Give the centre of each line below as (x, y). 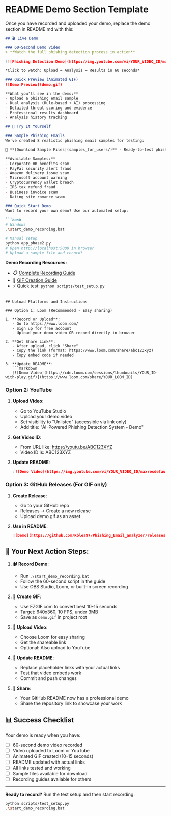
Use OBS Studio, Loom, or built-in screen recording (74, 586)
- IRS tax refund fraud (31, 187)
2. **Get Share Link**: (31, 342)
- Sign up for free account (42, 328)
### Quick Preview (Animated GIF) (42, 80)
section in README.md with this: (39, 29)
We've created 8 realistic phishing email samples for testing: (75, 141)
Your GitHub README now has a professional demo (74, 698)
